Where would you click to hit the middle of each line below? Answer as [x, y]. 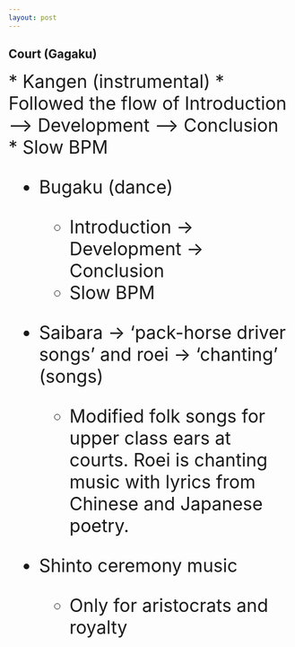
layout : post [33, 18]
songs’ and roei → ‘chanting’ [159, 355]
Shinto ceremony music [139, 566]
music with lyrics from [163, 483]
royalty [98, 628]
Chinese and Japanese [166, 504]
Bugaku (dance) [106, 187]
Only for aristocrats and [169, 606]
